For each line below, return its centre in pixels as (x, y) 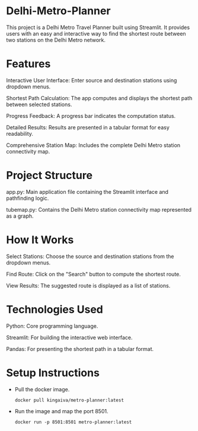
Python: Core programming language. (52, 326)
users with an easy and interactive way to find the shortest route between (96, 33)
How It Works (40, 240)
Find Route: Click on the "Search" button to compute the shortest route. (93, 274)
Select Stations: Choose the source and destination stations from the (90, 256)
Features (28, 64)
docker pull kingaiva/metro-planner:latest (69, 400)
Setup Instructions (53, 373)
